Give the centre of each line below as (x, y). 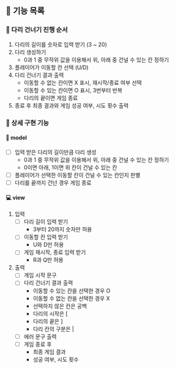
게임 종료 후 (38, 344)
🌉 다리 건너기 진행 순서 (37, 30)
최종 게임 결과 (49, 352)
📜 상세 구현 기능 (28, 123)
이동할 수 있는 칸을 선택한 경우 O (72, 290)
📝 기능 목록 (25, 11)
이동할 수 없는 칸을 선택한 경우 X (72, 298)
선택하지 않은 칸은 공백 (60, 306)
